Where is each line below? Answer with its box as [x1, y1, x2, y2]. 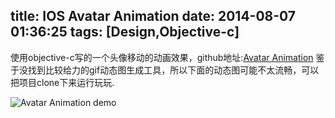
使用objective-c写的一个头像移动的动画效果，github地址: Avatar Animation [10, 51, 314, 63]
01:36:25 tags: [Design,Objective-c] [10, 24, 240, 41]
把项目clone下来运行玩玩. [10, 76, 115, 88]
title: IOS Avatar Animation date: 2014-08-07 [10, 8, 297, 25]
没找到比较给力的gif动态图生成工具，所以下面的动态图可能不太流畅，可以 [18, 64, 320, 76]
